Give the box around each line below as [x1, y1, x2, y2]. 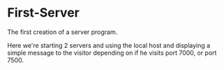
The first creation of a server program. [7, 28, 118, 36]
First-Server [7, 5, 80, 21]
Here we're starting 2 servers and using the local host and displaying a [7, 41, 211, 49]
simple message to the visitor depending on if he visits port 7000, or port [7, 49, 217, 57]
